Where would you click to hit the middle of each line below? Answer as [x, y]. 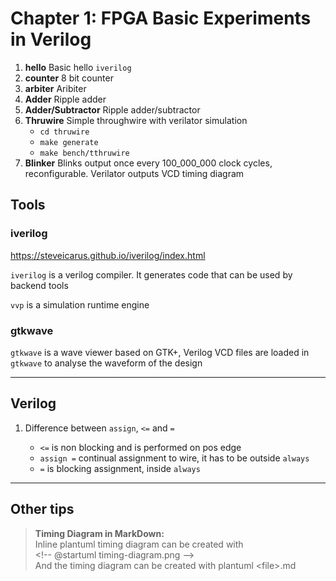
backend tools [39, 285]
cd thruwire [64, 132]
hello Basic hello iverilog [78, 67]
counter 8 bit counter [69, 78]
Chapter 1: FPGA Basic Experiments [161, 18]
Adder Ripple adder [65, 99]
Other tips [42, 509]
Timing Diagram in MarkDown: [99, 533]
